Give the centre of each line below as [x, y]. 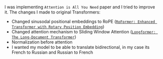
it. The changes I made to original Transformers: [52, 12]
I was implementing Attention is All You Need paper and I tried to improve [80, 7]
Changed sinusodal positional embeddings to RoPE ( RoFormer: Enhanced [83, 22]
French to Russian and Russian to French [52, 52]
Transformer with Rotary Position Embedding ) [58, 27]
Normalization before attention [42, 42]
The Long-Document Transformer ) [44, 37]
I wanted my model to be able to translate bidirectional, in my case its [81, 47]
